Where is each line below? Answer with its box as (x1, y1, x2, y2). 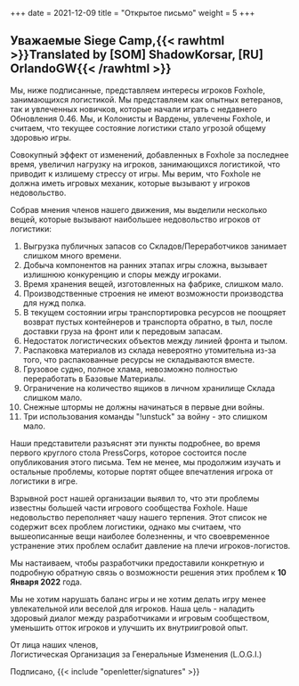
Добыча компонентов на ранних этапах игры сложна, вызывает (22, 259, 268, 270)
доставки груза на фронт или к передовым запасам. (22, 325, 223, 337)
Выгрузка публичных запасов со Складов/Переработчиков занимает (22, 241, 287, 251)
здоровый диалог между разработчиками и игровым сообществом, (10, 612, 270, 623)
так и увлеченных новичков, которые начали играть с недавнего (10, 103, 257, 114)
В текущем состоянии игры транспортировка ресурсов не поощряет (22, 306, 287, 317)
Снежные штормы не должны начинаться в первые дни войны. (22, 401, 265, 412)
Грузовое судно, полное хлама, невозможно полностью (22, 363, 238, 374)
